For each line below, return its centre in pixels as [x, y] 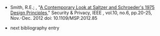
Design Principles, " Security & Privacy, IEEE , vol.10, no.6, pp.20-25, [81, 13]
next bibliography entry [35, 28]
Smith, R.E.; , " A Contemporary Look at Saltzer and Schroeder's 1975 [82, 7]
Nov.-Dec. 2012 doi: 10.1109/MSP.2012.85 [54, 18]
